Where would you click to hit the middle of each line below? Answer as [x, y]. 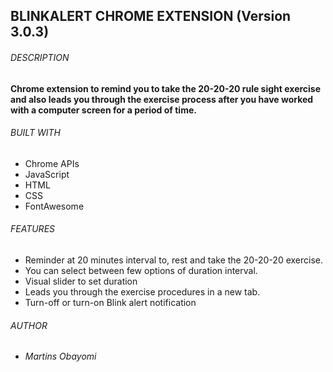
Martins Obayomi [60, 356]
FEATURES [33, 229]
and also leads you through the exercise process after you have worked [162, 99]
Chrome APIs [52, 163]
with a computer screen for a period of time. [103, 110]
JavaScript [47, 174]
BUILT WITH [35, 133]
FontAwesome [54, 206]
